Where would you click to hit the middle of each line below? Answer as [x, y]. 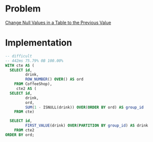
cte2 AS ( [26, 88]
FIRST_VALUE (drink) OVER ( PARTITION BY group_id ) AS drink [87, 125]
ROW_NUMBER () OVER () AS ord [54, 79]
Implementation [39, 43]
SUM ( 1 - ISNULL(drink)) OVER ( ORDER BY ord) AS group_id [84, 107]
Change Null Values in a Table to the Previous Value [58, 22]
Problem [23, 9]
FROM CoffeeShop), [33, 84]
